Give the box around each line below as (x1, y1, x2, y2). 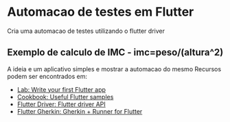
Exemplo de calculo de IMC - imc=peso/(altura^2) (7, 47, 224, 58)
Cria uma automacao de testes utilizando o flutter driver (7, 27, 165, 35)
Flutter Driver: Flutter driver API (16, 100, 106, 108)
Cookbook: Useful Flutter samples (16, 93, 114, 101)
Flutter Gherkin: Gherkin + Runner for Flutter (16, 107, 143, 115)
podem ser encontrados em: (7, 72, 88, 80)
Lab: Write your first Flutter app (16, 85, 106, 93)
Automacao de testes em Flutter (7, 4, 194, 20)
